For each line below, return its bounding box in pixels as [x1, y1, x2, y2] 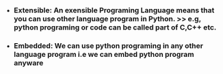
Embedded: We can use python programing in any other [13, 40, 204, 50]
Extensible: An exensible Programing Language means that [13, 5, 215, 15]
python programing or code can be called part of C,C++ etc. [13, 23, 217, 32]
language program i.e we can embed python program [13, 49, 194, 59]
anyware [13, 58, 44, 67]
